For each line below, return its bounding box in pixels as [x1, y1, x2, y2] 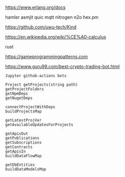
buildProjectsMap [5, 109, 42, 114]
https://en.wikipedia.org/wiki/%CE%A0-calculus [5, 34, 106, 40]
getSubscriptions [5, 140, 42, 145]
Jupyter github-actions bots [5, 73, 67, 78]
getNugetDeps [5, 96, 33, 101]
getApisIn [5, 149, 26, 154]
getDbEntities [5, 162, 35, 167]
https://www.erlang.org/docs [5, 5, 66, 10]
